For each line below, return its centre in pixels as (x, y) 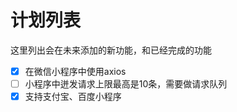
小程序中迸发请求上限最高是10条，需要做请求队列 (126, 84)
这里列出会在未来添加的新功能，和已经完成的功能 (111, 50)
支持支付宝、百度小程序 (73, 97)
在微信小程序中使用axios (75, 71)
